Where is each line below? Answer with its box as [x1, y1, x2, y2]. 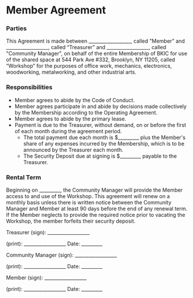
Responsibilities [6, 83, 53, 91]
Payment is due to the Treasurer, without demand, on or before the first [14, 121, 187, 129]
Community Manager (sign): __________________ [6, 252, 118, 259]
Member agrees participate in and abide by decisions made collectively [14, 103, 187, 110]
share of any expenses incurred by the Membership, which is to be [23, 140, 185, 147]
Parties [6, 25, 27, 33]
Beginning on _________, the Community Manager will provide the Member [6, 186, 183, 193]
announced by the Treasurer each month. [23, 146, 124, 153]
